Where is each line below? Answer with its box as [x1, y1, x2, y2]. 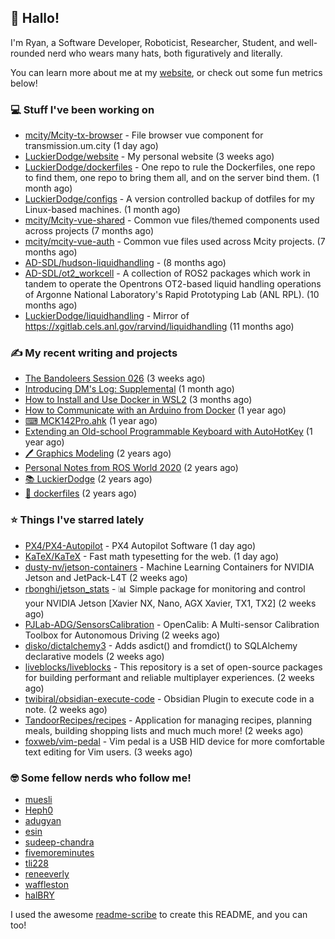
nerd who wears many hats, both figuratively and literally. [47, 47, 283, 59]
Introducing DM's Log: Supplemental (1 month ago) [24, 383, 235, 395]
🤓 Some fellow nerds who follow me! [10, 771, 192, 785]
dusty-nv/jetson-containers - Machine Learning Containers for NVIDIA [24, 561, 315, 573]
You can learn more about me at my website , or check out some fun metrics [10, 66, 323, 78]
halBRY [24, 889, 55, 901]
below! [10, 77, 38, 89]
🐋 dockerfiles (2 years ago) [24, 487, 138, 500]
